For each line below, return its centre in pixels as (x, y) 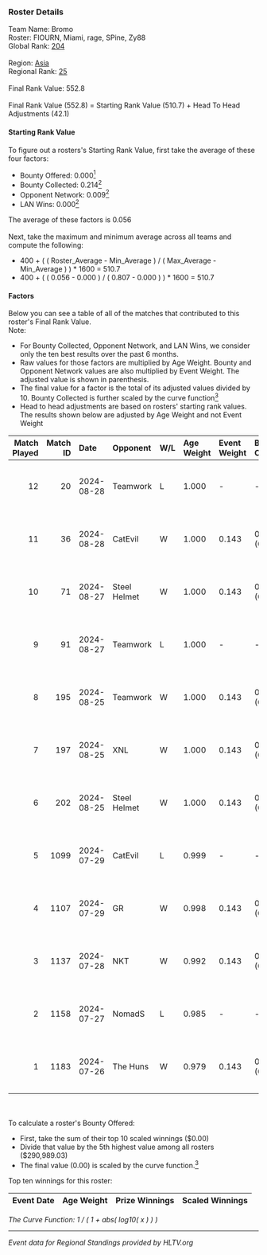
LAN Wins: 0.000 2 (49, 204)
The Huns (131, 1066)
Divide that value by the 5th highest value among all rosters (117, 1147)
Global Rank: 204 (37, 46)
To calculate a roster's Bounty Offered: (72, 1123)
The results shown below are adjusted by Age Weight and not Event (131, 414)
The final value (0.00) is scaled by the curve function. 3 (109, 1164)
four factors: (29, 158)
